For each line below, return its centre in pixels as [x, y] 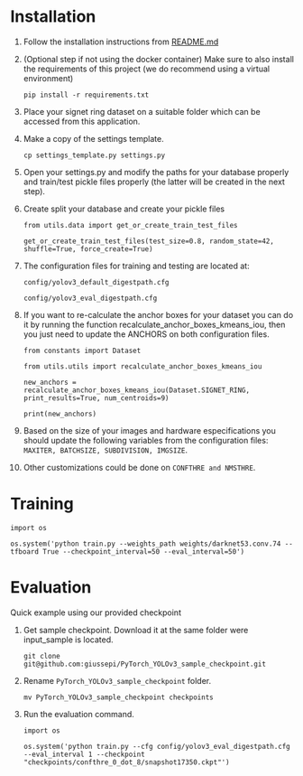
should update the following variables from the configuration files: [146, 440]
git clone [42, 656]
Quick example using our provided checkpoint [96, 612]
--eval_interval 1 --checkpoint [84, 754]
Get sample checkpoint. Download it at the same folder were [136, 630]
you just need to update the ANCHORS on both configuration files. [146, 334]
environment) [48, 78]
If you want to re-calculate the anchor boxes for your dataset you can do [158, 314]
